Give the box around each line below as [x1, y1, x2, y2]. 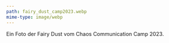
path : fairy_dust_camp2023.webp [6, 8, 87, 15]
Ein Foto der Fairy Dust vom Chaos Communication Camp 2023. [6, 30, 164, 37]
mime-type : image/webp [6, 14, 63, 20]
